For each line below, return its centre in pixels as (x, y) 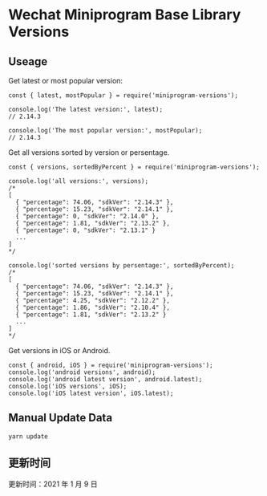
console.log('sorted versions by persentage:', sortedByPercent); (121, 266)
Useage (28, 61)
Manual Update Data (61, 418)
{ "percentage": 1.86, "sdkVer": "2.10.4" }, (93, 307)
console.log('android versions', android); (82, 372)
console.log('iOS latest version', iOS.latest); (91, 393)
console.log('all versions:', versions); (79, 181)
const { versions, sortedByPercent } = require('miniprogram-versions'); (134, 167)
